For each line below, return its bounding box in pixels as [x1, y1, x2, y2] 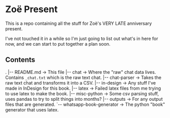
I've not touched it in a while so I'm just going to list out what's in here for [5, 35, 158, 42]
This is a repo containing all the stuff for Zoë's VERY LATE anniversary [5, 20, 152, 26]
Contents [5, 56, 36, 64]
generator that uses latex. [5, 106, 59, 112]
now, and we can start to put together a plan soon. [5, 41, 111, 47]
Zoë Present [5, 4, 58, 15]
